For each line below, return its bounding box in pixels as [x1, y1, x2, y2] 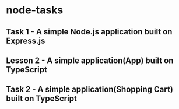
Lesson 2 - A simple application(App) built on [6, 55, 174, 65]
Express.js [6, 36, 45, 45]
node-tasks [6, 3, 64, 17]
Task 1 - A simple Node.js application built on [6, 27, 173, 37]
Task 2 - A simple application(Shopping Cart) [6, 85, 173, 94]
